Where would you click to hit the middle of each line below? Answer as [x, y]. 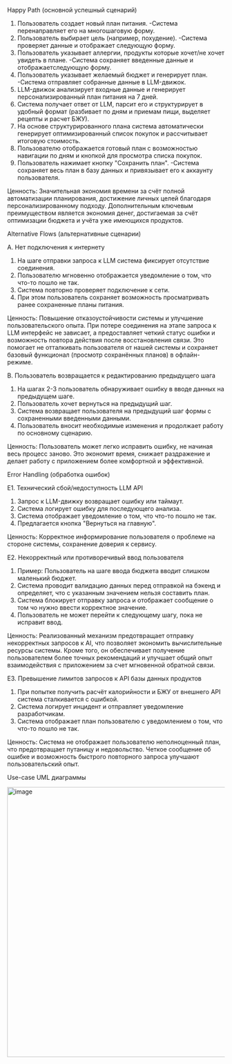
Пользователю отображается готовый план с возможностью [107, 148]
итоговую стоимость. [49, 141]
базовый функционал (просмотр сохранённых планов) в [90, 355]
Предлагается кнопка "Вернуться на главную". [87, 523]
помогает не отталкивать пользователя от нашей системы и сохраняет [113, 347]
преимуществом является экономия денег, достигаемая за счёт [103, 213]
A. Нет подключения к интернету [56, 247]
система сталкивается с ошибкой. [68, 699]
